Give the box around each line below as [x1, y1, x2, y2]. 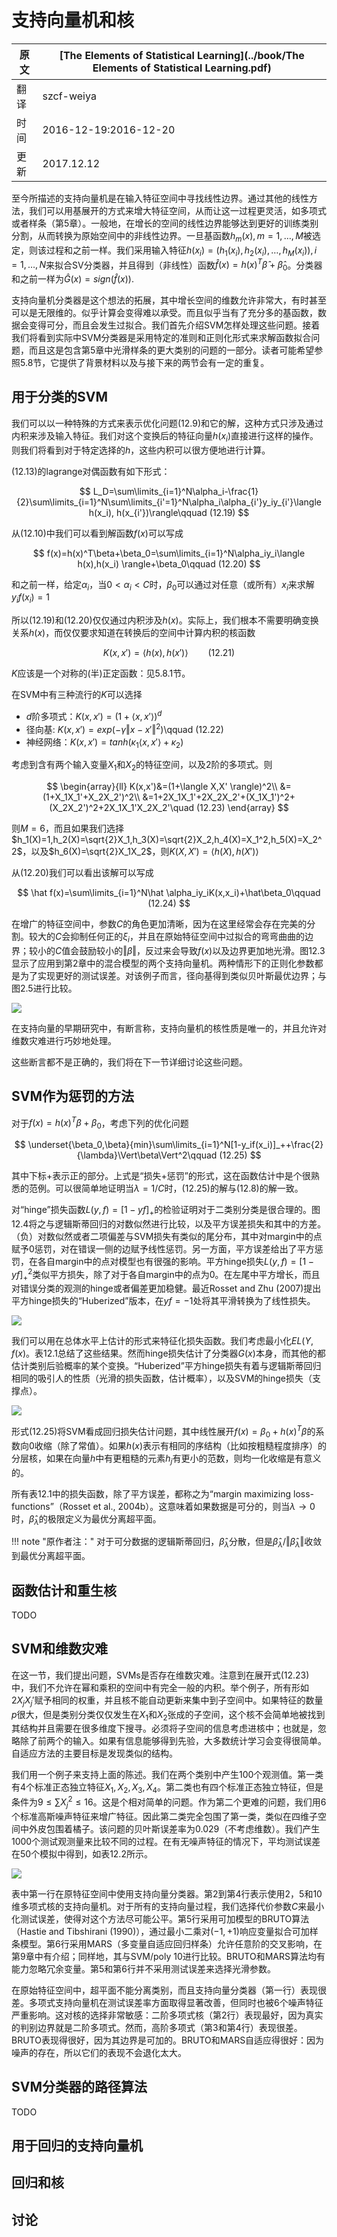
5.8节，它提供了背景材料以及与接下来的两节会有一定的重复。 [19, 356, 270, 368]
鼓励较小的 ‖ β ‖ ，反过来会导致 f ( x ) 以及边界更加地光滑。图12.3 [79, 944, 326, 956]
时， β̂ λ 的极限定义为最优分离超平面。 [11, 1512, 162, 1527]
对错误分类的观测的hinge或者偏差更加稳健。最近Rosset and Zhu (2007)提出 [11, 1282, 322, 1295]
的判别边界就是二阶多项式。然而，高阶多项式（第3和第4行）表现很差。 [11, 2021, 303, 2033]
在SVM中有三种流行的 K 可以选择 [11, 689, 143, 701]
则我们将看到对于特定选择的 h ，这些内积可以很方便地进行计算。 [11, 444, 271, 456]
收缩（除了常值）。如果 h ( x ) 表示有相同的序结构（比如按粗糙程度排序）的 [34, 1439, 327, 1451]
